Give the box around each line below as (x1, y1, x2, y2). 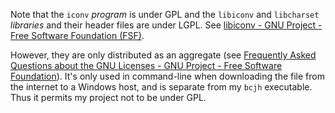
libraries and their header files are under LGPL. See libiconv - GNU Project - (10, 19, 323, 31)
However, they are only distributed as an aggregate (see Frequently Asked (10, 49, 317, 61)
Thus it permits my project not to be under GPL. (10, 92, 207, 103)
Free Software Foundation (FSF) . (10, 30, 145, 41)
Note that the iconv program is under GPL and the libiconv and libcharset (10, 9, 320, 20)
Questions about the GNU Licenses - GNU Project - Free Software (10, 60, 283, 71)
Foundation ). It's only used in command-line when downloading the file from (10, 70, 325, 82)
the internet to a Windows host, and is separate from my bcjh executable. (10, 81, 313, 93)
